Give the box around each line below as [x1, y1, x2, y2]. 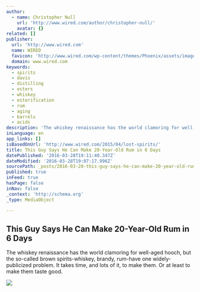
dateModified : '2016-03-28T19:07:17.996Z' [6, 158, 113, 164]
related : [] [6, 31, 36, 37]
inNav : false [6, 186, 39, 191]
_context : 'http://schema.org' [6, 191, 84, 197]
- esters [11, 86, 33, 92]
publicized [6, 262, 32, 269]
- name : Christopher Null [11, 14, 76, 20]
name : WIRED [11, 48, 42, 54]
